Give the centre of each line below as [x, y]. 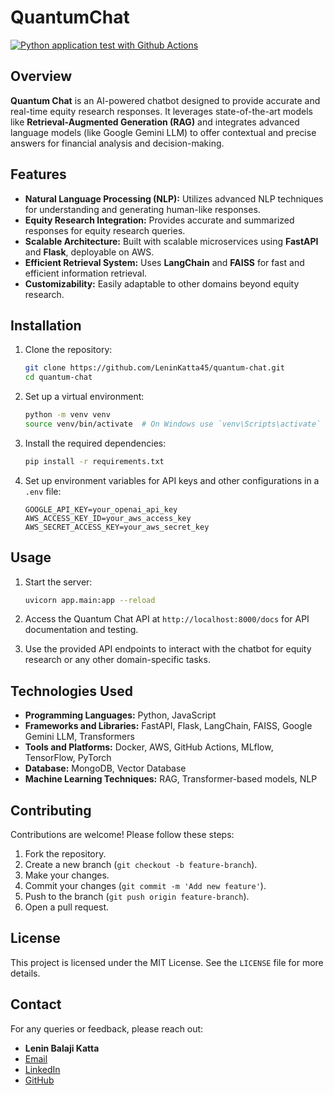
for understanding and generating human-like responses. [142, 209]
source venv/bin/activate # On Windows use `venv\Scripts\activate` [173, 424]
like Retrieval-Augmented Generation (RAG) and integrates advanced [155, 122]
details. [25, 973]
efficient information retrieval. [86, 273]
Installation [46, 325]
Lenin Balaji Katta [62, 1048]
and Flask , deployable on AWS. [89, 252]
